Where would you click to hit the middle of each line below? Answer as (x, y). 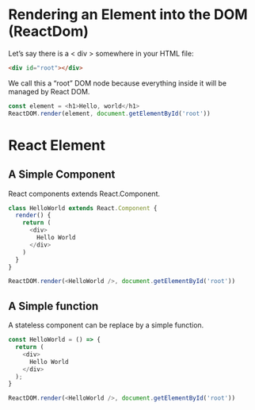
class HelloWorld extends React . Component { (83, 208)
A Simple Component (62, 175)
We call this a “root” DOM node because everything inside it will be (118, 83)
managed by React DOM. (49, 91)
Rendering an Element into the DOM (128, 15)
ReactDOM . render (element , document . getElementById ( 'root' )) (110, 113)
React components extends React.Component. (84, 194)
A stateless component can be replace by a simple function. (106, 325)
